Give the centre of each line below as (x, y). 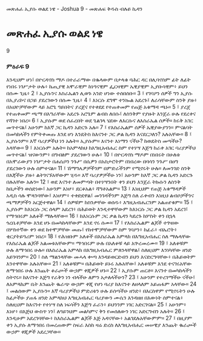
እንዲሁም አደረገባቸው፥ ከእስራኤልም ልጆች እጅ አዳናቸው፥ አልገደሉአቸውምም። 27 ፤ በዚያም (99, 318)
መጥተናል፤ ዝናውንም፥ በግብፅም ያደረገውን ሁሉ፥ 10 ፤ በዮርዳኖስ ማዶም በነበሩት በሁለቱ (93, 154)
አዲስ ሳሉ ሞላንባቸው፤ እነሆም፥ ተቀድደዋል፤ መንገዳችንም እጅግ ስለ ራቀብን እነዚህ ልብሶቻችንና (100, 196)
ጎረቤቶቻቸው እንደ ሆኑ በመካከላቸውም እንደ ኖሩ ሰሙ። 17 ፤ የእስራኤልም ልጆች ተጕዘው (93, 223)
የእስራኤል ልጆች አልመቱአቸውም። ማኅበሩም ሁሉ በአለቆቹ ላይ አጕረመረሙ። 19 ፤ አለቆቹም (97, 243)
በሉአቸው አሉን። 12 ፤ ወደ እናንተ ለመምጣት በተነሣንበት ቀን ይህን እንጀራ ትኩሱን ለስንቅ (94, 182)
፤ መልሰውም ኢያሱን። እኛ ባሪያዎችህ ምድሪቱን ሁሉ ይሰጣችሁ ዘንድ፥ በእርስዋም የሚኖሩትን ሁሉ (101, 291)
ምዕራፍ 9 (18, 66)
